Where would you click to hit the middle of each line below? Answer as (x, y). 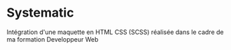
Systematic (40, 13)
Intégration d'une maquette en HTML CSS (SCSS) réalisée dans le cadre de (115, 32)
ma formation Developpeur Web (52, 39)
